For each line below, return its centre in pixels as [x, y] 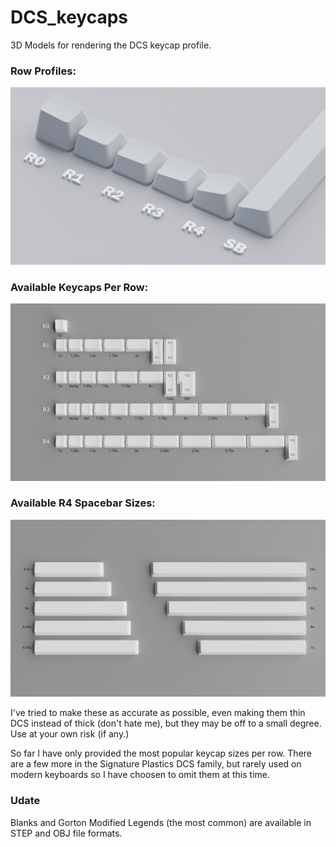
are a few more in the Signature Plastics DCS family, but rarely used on [156, 764]
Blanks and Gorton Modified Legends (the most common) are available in [161, 822]
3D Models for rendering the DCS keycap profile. [111, 45]
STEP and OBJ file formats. [66, 833]
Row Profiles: [43, 71]
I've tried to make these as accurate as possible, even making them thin [158, 713]
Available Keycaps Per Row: [79, 287]
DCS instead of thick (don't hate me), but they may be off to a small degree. [166, 723]
